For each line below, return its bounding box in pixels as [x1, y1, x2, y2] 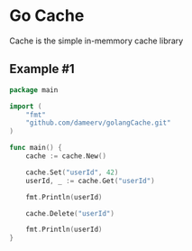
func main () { [9, 144, 63, 153]
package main [9, 85, 59, 95]
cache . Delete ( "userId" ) [25, 209, 115, 218]
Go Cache [9, 5, 85, 26]
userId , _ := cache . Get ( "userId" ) [25, 176, 155, 185]
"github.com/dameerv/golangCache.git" [25, 118, 171, 127]
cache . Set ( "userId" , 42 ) [25, 168, 119, 177]
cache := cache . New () [25, 152, 106, 161]
